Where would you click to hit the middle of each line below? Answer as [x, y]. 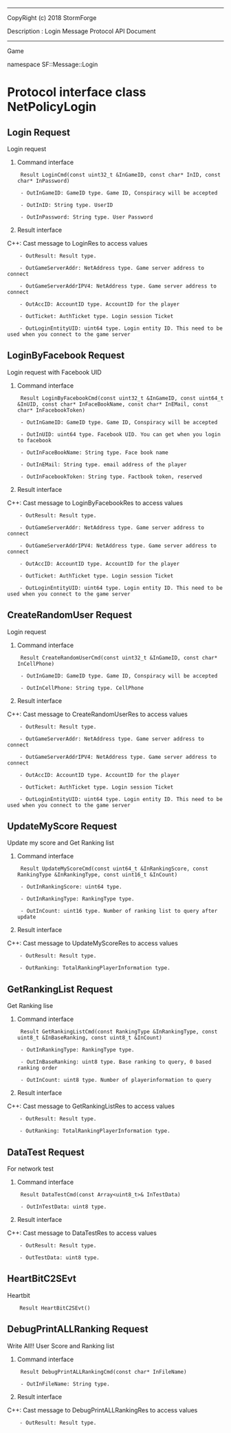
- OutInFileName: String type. [65, 1384]
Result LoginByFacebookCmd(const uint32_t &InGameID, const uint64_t [122, 398]
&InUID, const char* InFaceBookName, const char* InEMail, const [112, 404]
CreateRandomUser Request [70, 615]
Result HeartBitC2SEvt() [55, 1308]
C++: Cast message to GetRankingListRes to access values [91, 1106]
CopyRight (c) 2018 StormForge [52, 18]
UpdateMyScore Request [62, 826]
